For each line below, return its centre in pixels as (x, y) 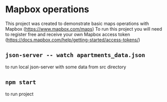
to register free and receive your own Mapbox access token (68, 34)
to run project (20, 94)
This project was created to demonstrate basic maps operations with (77, 23)
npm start (21, 82)
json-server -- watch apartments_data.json (75, 55)
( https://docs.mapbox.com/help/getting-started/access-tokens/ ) (73, 40)
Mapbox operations (47, 9)
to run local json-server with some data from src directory (66, 67)
